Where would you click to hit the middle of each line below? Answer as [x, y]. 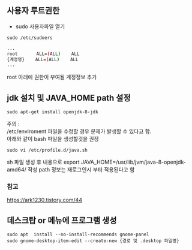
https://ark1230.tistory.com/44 [45, 200]
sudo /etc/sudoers [30, 38]
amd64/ [16, 170]
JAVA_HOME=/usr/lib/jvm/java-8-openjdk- [133, 162]
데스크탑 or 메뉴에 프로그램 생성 [62, 220]
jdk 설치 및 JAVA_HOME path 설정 [69, 98]
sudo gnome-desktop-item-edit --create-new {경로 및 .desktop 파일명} [93, 241]
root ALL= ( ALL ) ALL [43, 54]
